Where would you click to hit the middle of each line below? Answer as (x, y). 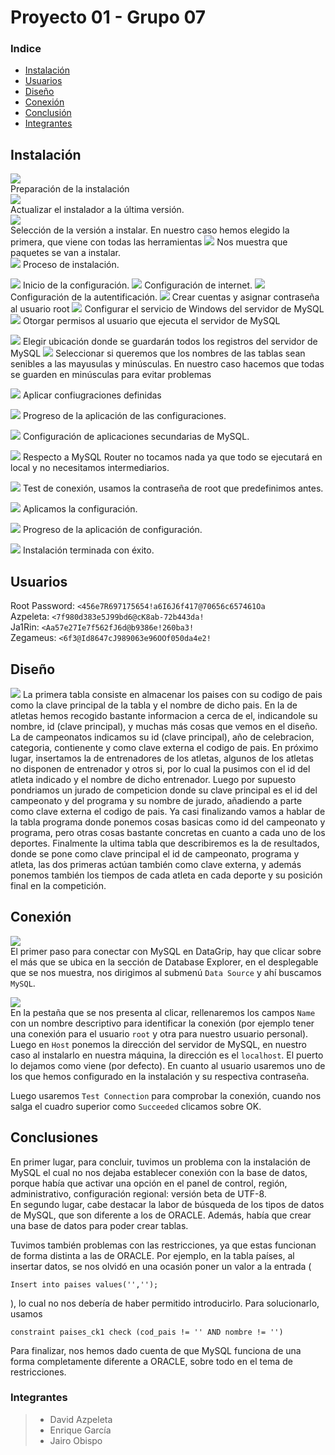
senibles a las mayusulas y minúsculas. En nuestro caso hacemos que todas (167, 364)
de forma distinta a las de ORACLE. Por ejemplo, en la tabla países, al (152, 1255)
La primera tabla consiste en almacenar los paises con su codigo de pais (172, 694)
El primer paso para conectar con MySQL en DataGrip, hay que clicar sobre (166, 951)
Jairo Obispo (76, 1440)
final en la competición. (58, 885)
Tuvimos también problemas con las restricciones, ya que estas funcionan (163, 1245)
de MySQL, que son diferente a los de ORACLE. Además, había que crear (161, 1215)
